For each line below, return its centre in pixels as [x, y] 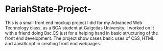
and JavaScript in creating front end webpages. [53, 43]
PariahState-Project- [48, 9]
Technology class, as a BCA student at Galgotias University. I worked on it [80, 27]
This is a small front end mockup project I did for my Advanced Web [74, 23]
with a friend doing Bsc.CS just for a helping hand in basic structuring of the [81, 33]
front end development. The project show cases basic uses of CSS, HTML [80, 38]
